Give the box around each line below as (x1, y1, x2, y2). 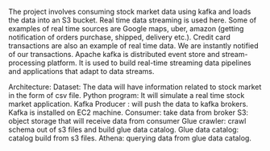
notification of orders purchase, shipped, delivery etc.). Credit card (8, 32, 231, 42)
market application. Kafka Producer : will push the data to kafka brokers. (8, 100, 248, 108)
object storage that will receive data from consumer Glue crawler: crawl (8, 116, 247, 125)
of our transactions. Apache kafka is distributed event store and (8, 50, 220, 59)
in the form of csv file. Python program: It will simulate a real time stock (8, 91, 245, 100)
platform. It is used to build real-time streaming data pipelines (47, 58, 251, 67)
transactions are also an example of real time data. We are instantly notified (8, 41, 260, 51)
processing (8, 58, 46, 67)
